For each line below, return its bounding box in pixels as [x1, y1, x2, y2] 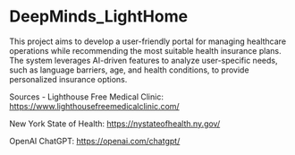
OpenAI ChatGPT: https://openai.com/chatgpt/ [9, 135, 181, 146]
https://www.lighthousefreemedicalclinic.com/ [9, 100, 181, 111]
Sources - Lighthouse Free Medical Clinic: [9, 91, 164, 102]
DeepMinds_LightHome [9, 6, 189, 27]
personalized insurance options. [9, 73, 128, 84]
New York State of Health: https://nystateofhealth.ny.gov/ [9, 118, 221, 129]
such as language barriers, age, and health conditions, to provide [9, 65, 249, 75]
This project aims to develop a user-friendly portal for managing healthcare [9, 36, 287, 47]
